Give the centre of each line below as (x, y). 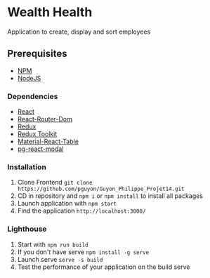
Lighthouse (27, 229)
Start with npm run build (53, 244)
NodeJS (29, 78)
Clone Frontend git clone (55, 183)
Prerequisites (37, 54)
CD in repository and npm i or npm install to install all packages (110, 196)
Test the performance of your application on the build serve (104, 267)
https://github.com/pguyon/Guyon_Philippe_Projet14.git (101, 189)
